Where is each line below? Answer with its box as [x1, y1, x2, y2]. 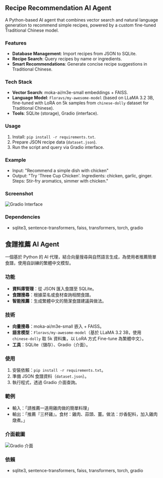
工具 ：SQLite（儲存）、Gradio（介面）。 [12, 342, 91, 347]
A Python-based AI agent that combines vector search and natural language [5, 17, 159, 23]
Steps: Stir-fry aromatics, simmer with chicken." [12, 178, 108, 184]
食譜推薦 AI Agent [5, 240, 60, 248]
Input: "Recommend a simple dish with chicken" [12, 167, 109, 173]
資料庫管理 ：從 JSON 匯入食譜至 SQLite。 [12, 286, 97, 291]
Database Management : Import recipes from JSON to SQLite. [12, 51, 137, 57]
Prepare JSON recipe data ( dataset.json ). [12, 139, 97, 145]
